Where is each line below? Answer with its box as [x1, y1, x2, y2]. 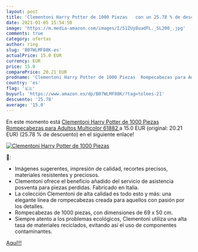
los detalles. [14, 202, 44, 210]
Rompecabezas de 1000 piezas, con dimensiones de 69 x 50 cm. [14, 209, 173, 216]
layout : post [6, 8, 38, 15]
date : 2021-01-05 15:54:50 [6, 19, 72, 25]
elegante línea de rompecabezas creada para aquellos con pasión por [14, 196, 184, 204]
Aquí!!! [6, 239, 22, 246]
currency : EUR [6, 58, 41, 64]
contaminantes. [14, 228, 53, 235]
